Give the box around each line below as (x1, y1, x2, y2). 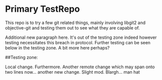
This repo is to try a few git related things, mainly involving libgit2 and (5, 20, 146, 26)
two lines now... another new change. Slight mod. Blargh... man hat (5, 69, 140, 75)
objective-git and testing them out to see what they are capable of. (5, 25, 140, 30)
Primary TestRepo (5, 3, 80, 15)
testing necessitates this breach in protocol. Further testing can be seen (5, 39, 151, 45)
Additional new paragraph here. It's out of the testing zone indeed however (5, 34, 157, 40)
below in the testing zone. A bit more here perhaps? (5, 45, 110, 51)
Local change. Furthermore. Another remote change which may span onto (5, 64, 155, 70)
